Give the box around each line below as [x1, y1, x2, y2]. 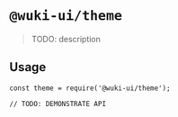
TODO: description [31, 33, 102, 44]
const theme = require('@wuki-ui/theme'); [9, 84, 171, 93]
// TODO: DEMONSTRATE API [9, 99, 106, 108]
